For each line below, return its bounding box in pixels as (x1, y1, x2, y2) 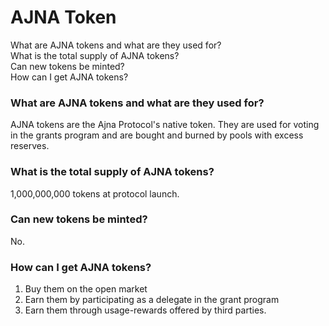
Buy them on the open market (24, 283, 148, 295)
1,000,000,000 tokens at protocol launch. (10, 187, 180, 200)
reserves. (10, 140, 50, 152)
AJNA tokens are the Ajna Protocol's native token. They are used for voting (10, 119, 320, 131)
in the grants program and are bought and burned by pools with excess (10, 129, 304, 141)
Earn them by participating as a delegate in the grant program (24, 294, 280, 306)
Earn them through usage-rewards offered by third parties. (24, 304, 267, 316)
